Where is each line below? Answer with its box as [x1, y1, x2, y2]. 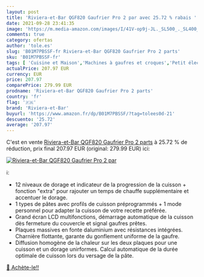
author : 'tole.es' [6, 43, 53, 49]
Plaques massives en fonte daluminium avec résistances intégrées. [15, 226, 183, 234]
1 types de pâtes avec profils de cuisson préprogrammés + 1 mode [15, 200, 182, 208]
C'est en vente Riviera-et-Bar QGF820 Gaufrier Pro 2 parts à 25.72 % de [6, 138, 188, 146]
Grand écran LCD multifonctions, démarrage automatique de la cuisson [15, 213, 194, 221]
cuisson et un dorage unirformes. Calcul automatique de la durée [15, 245, 178, 253]
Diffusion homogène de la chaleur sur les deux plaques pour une [15, 239, 177, 247]
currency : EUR [6, 71, 42, 77]
